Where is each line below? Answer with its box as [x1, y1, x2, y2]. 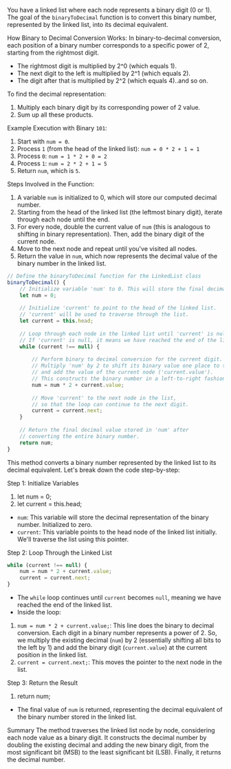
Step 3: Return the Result [7, 679, 78, 687]
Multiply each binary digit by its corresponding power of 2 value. [16, 103, 201, 111]
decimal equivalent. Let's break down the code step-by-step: [7, 466, 180, 474]
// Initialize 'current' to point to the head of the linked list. [19, 305, 217, 312]
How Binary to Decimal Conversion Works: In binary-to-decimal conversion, [7, 34, 222, 42]
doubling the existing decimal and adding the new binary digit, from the [7, 741, 210, 749]
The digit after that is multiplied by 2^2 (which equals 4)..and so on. [16, 77, 208, 85]
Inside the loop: [16, 608, 62, 616]
